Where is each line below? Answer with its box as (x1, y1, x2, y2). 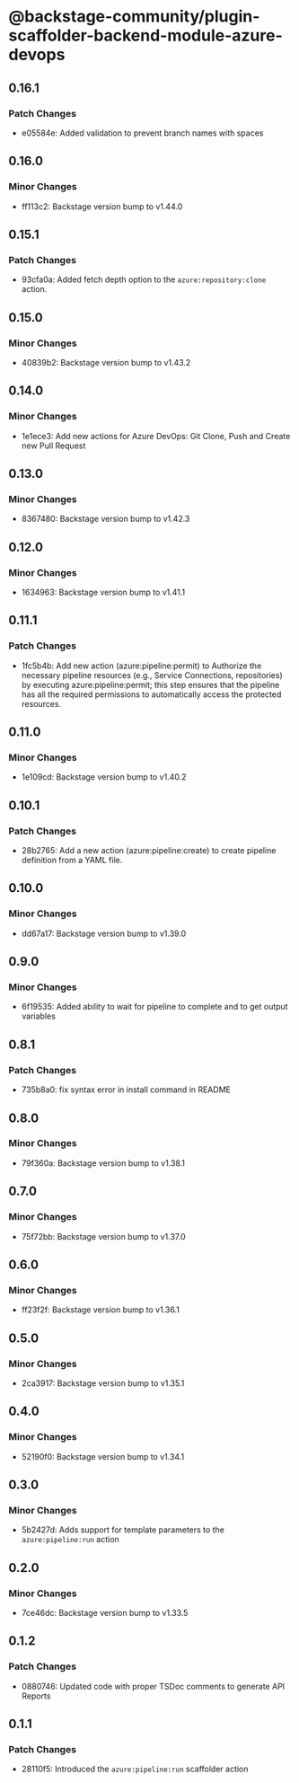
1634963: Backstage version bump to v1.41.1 (21, 587, 186, 597)
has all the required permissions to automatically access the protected (21, 689, 282, 700)
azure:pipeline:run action (21, 1534, 120, 1545)
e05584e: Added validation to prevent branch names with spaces (21, 128, 264, 138)
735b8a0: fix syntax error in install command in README (21, 1084, 231, 1095)
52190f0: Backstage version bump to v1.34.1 (21, 1451, 185, 1461)
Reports (21, 1690, 51, 1701)
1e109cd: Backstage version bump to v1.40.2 (21, 772, 187, 782)
